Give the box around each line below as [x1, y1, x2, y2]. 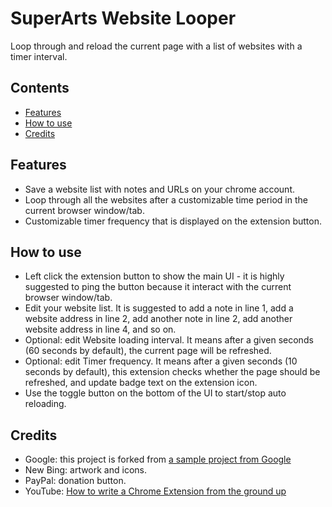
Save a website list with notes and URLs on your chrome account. [24, 183, 296, 195]
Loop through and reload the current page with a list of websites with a [10, 40, 303, 52]
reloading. [24, 398, 67, 410]
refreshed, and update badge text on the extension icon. [24, 377, 258, 389]
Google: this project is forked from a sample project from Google [24, 453, 292, 466]
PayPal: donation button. [24, 475, 127, 487]
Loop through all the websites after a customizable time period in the [24, 193, 308, 206]
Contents [10, 80, 70, 97]
